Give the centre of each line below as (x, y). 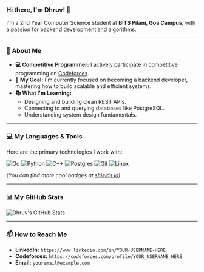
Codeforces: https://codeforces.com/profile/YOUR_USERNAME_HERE (98, 256)
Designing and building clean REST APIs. (75, 101)
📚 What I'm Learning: (43, 93)
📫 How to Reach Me (37, 234)
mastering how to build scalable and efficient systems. (83, 86)
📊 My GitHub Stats (35, 197)
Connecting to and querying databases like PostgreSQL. (94, 108)
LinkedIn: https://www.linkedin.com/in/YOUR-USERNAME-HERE (90, 250)
